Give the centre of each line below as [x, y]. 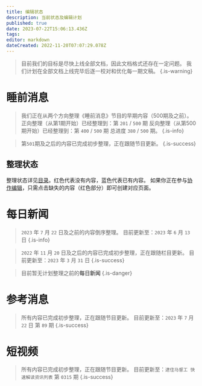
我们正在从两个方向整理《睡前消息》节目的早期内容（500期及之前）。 [106, 115]
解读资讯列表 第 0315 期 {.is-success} [69, 377]
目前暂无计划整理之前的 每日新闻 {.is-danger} [77, 273]
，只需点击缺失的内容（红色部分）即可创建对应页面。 [88, 187]
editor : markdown [28, 40]
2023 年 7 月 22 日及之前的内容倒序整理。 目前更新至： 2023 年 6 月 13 [106, 232]
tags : [13, 34]
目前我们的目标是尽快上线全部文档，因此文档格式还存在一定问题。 [103, 63]
